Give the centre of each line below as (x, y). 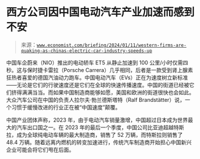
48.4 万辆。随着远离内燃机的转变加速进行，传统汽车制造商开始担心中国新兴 (99, 142)
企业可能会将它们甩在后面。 (40, 149)
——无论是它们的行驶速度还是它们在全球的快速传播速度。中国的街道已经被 (98, 85)
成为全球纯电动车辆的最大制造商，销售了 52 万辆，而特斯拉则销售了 (100, 135)
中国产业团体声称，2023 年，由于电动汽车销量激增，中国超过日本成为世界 (97, 120)
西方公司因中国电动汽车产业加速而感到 (101, 12)
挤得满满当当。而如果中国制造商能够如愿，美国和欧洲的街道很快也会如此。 (103, 92)
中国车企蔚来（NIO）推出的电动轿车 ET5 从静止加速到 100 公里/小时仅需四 (97, 63)
